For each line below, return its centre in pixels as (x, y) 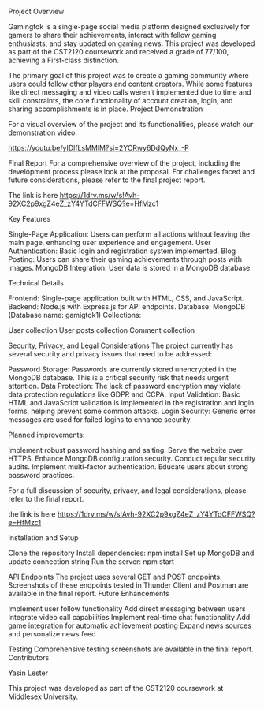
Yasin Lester (28, 673)
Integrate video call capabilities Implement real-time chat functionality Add (129, 617)
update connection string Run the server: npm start (91, 562)
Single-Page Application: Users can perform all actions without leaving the (129, 234)
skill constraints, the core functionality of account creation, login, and (121, 101)
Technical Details (36, 283)
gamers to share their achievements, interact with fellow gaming (112, 35)
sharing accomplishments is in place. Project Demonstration (106, 109)
